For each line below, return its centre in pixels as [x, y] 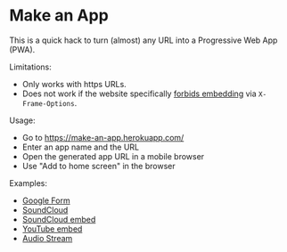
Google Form [46, 200]
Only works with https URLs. [74, 84]
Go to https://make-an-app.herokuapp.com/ [103, 137]
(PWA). [22, 49]
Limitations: [30, 67]
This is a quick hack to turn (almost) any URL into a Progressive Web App [143, 40]
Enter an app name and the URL [81, 147]
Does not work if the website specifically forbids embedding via [139, 93]
